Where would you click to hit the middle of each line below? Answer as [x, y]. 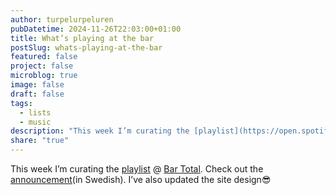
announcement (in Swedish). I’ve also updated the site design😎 [141, 179]
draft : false [37, 94]
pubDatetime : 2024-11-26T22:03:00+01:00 [96, 29]
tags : [21, 103]
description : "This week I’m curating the [100, 131]
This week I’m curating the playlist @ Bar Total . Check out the [137, 169]
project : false [42, 66]
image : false [37, 85]
